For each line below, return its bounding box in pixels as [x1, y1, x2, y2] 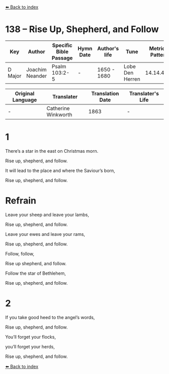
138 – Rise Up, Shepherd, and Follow [5, 24, 159, 35]
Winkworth [46, 111, 72, 118]
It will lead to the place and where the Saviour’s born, [5, 167, 116, 173]
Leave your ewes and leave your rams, [5, 231, 86, 237]
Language [12, 96, 37, 103]
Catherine [46, 105, 70, 112]
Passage [52, 54, 73, 61]
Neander [26, 72, 47, 79]
